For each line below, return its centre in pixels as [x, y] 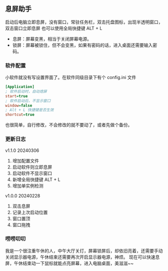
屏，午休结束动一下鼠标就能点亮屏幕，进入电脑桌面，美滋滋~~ [69, 263]
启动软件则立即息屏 [32, 167]
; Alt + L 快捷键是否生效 [29, 110]
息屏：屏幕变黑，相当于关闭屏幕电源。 [52, 38]
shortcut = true [20, 115]
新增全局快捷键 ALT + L [36, 179]
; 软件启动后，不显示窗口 [28, 101]
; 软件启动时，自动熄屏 [26, 91]
